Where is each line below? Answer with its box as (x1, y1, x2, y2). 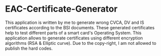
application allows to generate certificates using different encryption (5, 35, 143, 41)
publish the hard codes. (5, 45, 53, 51)
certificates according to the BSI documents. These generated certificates (5, 24, 155, 30)
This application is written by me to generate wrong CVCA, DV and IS (5, 19, 144, 25)
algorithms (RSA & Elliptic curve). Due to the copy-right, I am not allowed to (5, 40, 157, 46)
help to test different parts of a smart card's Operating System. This (5, 30, 142, 36)
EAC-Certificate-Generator (5, 3, 118, 15)
